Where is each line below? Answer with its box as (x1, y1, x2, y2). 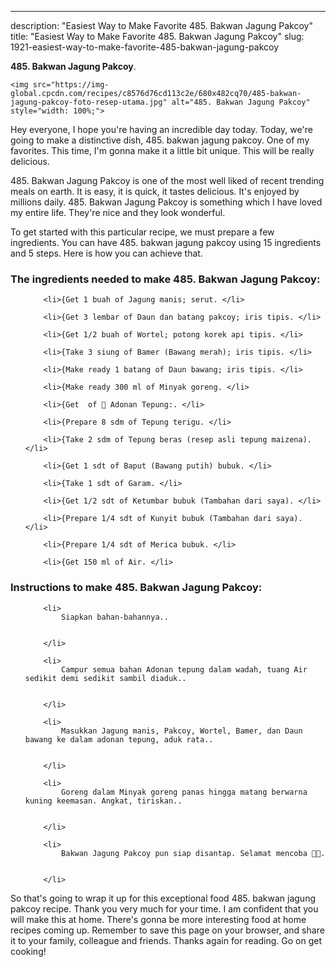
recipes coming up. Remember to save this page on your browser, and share (10, 924, 325, 936)
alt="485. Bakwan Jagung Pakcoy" (171, 97, 311, 107)
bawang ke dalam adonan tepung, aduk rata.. (24, 734, 214, 745)
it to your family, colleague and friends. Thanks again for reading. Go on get (10, 934, 323, 946)
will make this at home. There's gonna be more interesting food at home (10, 913, 307, 925)
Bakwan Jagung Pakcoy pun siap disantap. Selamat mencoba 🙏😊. (61, 848, 326, 858)
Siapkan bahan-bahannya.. (61, 612, 169, 622)
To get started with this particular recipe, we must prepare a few (10, 226, 275, 238)
